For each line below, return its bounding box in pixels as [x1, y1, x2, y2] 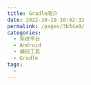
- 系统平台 [13, 36, 41, 42]
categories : [7, 29, 41, 36]
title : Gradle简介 [7, 10, 58, 17]
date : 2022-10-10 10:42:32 [7, 16, 85, 23]
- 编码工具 [13, 49, 41, 56]
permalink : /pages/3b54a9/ [7, 23, 85, 29]
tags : [7, 61, 23, 68]
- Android [13, 42, 41, 49]
